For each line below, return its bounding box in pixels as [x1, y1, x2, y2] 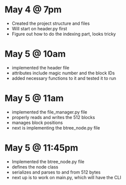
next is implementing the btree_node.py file [11, 124, 100, 130]
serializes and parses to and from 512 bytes [11, 169, 101, 175]
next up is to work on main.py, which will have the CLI [11, 174, 122, 180]
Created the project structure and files [11, 20, 90, 26]
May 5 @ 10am [4, 49, 66, 60]
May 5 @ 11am [4, 93, 64, 104]
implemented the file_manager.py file [11, 109, 87, 115]
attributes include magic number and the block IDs [11, 70, 115, 76]
